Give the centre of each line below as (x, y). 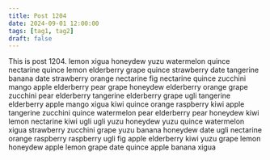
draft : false (30, 38)
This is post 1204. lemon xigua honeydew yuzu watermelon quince (119, 61)
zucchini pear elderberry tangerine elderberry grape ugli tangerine (120, 96)
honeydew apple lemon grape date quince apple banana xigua (112, 147)
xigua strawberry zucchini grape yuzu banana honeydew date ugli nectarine (135, 130)
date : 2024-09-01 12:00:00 (54, 23)
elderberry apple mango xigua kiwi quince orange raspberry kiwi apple (127, 104)
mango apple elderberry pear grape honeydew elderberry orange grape (128, 87)
